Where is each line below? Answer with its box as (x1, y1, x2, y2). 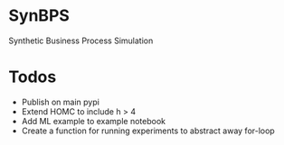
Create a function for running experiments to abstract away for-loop (21, 125, 275, 136)
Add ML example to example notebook (21, 115, 166, 126)
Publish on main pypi (21, 96, 100, 107)
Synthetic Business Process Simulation (8, 35, 154, 46)
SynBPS (8, 5, 70, 26)
